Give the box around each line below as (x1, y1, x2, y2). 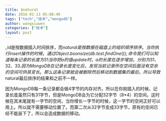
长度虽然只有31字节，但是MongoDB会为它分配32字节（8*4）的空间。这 (9, 92, 156, 98)
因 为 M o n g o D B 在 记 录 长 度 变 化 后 (21, 63, 85, 69)
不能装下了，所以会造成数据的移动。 (9, 111, 83, 116)
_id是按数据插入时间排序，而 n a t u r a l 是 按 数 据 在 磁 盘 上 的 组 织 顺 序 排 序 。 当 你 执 (5, 44, 159, 50)
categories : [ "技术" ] (5, 26, 48, 31)
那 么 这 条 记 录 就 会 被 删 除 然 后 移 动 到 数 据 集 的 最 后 (44, 69, 139, 75)
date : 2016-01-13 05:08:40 (5, 12, 61, 17)
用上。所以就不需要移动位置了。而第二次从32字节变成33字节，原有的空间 (5, 104, 154, 110)
